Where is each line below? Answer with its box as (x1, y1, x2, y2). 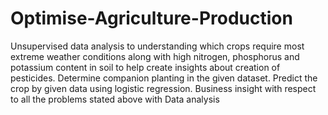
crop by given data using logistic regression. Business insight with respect (10, 82, 317, 94)
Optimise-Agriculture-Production (10, 7, 293, 30)
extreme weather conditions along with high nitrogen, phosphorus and (10, 50, 300, 62)
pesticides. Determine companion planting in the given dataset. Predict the (10, 72, 318, 84)
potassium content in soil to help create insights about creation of (10, 61, 281, 73)
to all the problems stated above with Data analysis (10, 93, 220, 105)
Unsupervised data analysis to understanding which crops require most (10, 40, 305, 52)
